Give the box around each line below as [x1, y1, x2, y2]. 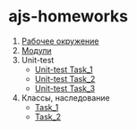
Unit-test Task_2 [34, 73, 96, 84]
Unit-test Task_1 [34, 64, 93, 75]
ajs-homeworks [8, 6, 129, 27]
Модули [21, 45, 52, 55]
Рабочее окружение [21, 36, 99, 46]
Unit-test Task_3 [34, 83, 96, 93]
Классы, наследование [21, 92, 110, 103]
